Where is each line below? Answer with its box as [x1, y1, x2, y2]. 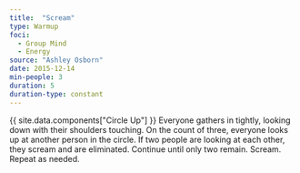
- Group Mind [17, 38, 67, 48]
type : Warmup [9, 22, 59, 31]
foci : [9, 30, 30, 39]
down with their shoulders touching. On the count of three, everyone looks [9, 124, 289, 135]
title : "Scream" [9, 13, 75, 23]
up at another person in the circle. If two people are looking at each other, [9, 134, 285, 145]
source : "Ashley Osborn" [9, 56, 104, 65]
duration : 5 [9, 81, 55, 90]
